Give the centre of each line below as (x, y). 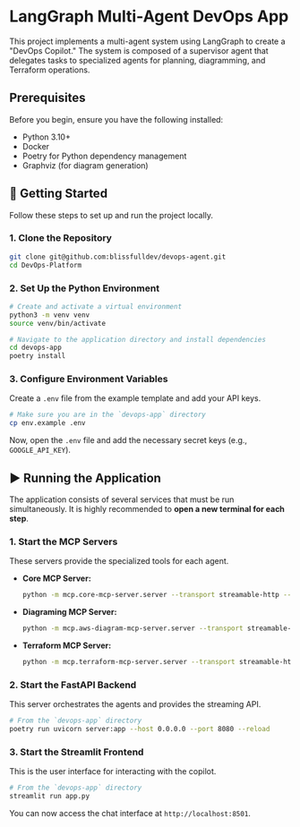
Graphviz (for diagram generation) (86, 165)
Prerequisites (47, 98)
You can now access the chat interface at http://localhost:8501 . (130, 814)
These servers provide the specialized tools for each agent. (119, 561)
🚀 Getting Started (59, 194)
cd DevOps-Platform (46, 265)
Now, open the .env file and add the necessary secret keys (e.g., (129, 440)
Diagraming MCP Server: (69, 612)
